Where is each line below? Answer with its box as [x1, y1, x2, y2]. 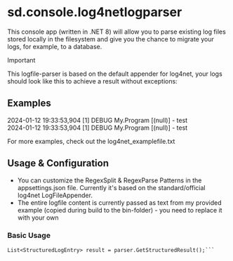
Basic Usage [7, 231, 51, 241]
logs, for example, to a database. [7, 42, 102, 51]
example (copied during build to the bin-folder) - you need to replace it [17, 206, 222, 214]
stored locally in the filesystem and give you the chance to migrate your [7, 34, 214, 43]
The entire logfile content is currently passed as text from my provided [17, 198, 222, 207]
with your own [17, 213, 59, 222]
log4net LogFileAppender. [17, 191, 93, 199]
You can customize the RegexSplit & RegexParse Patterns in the [17, 176, 202, 185]
